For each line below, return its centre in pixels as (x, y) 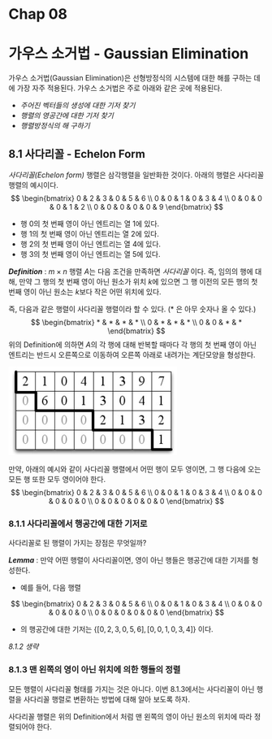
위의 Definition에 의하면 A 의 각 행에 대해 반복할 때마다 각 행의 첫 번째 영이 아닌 (133, 344)
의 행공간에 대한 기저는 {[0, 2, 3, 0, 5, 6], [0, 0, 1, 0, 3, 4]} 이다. (117, 629)
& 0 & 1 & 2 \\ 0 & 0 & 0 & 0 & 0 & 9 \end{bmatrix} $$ (136, 206)
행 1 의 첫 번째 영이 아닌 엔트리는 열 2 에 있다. (90, 233)
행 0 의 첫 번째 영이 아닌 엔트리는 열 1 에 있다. (90, 224)
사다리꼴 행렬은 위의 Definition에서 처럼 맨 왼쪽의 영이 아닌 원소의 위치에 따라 (130, 716)
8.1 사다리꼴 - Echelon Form (77, 154)
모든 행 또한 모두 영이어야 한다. (57, 479)
